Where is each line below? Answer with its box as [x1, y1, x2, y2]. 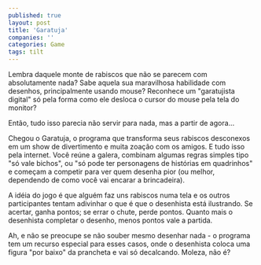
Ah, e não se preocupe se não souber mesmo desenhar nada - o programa [8, 231, 251, 240]
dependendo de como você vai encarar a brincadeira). [8, 175, 185, 185]
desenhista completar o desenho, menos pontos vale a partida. [8, 215, 213, 225]
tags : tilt [8, 48, 44, 56]
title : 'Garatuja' [8, 26, 68, 34]
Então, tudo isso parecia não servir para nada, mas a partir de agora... [8, 119, 235, 127]
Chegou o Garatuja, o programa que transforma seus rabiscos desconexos [8, 134, 250, 142]
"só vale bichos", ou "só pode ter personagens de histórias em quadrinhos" [8, 159, 253, 167]
